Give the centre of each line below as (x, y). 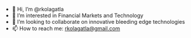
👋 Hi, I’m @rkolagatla (38, 9)
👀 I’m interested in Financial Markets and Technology (77, 15)
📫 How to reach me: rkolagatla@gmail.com (66, 28)
